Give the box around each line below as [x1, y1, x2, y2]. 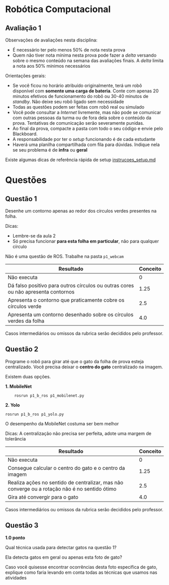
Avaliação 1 [5, 24, 42, 32]
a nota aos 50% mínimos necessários [12, 63, 91, 69]
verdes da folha [8, 317, 45, 324]
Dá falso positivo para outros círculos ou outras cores [8, 282, 134, 289]
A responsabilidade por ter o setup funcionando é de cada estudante [12, 136, 156, 142]
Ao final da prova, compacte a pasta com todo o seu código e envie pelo [12, 125, 163, 131]
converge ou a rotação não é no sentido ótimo [8, 485, 117, 492]
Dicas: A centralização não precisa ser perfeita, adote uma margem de [5, 430, 152, 436]
